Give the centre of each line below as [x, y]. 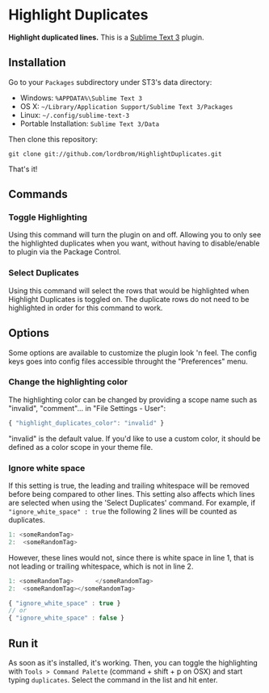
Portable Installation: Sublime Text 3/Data [90, 124]
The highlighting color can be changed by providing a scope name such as [133, 399]
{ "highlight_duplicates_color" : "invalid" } [86, 423]
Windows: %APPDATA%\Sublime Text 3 [81, 98]
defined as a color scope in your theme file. [81, 447]
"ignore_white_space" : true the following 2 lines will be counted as [123, 511]
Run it [23, 643]
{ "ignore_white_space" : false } [67, 618]
